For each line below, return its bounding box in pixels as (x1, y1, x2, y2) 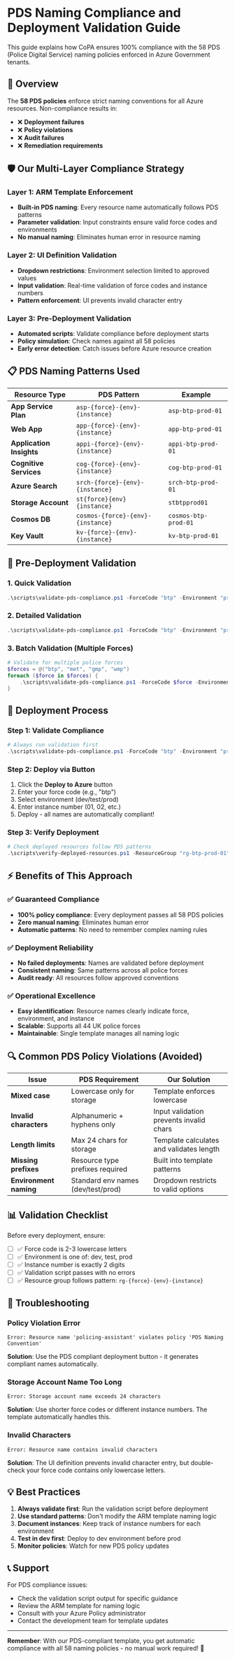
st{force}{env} (76, 495, 127, 503)
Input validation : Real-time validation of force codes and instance (17, 281, 208, 290)
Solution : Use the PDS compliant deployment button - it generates (7, 1352, 199, 1360)
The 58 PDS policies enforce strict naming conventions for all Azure (7, 97, 204, 105)
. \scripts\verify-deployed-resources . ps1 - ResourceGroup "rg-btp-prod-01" (7, 850, 230, 857)
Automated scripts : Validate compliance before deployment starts (17, 330, 210, 338)
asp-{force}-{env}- (76, 403, 141, 411)
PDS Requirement (78, 1075, 139, 1085)
